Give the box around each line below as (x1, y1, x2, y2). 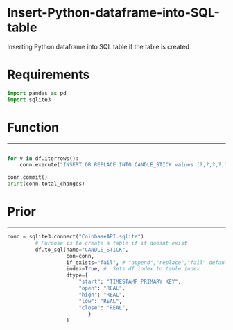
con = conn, (66, 252, 95, 259)
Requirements (7, 67, 90, 82)
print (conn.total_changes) (7, 180, 85, 188)
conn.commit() (7, 174, 49, 181)
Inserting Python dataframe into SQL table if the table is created (7, 42, 189, 51)
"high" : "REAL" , (78, 291, 126, 298)
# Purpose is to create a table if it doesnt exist (35, 239, 188, 247)
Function (7, 119, 60, 135)
